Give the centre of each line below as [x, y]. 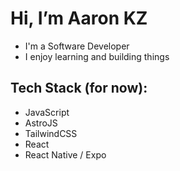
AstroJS [41, 123]
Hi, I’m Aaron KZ [79, 18]
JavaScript [47, 112]
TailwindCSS [51, 133]
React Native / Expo [65, 154]
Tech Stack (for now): [79, 88]
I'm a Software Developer [77, 46]
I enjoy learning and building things [97, 56]
